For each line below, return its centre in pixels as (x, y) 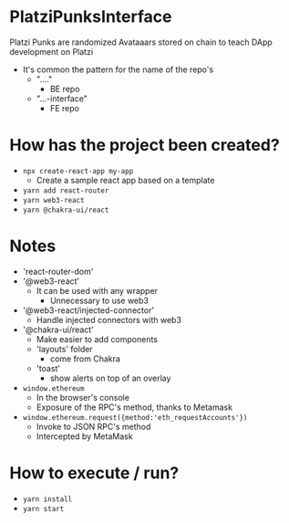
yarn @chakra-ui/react (66, 210)
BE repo (65, 89)
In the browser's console (83, 397)
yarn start (43, 508)
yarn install (47, 499)
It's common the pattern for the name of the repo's (118, 69)
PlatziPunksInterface (91, 17)
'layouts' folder (64, 349)
